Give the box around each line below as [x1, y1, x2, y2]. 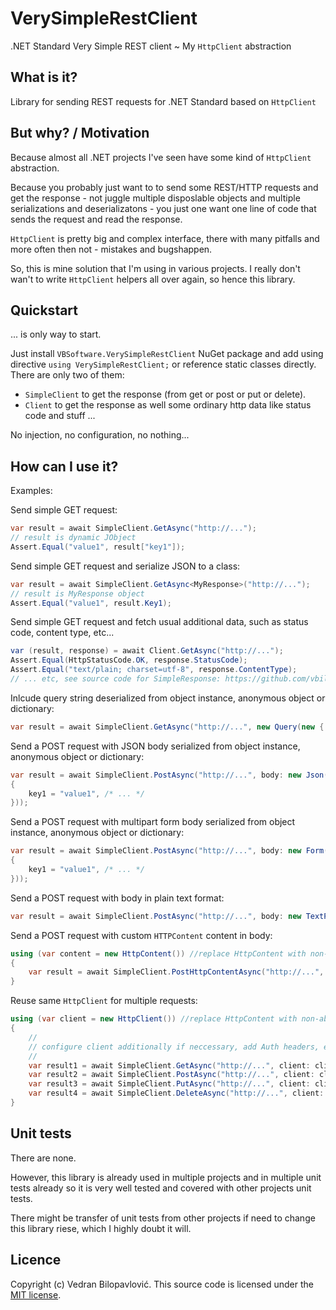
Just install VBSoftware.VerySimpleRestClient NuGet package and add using [10, 348, 324, 360]
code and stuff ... [24, 410, 96, 422]
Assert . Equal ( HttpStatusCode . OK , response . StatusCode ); [10, 655, 248, 666]
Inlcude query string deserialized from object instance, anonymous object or [10, 692, 326, 704]
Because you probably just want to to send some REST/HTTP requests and [10, 181, 319, 193]
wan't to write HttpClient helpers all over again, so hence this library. [10, 273, 296, 285]
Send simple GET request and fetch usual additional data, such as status [10, 616, 309, 628]
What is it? [10, 69, 78, 86]
